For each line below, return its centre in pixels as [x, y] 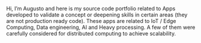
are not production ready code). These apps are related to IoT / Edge [91, 21]
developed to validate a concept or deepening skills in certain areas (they [97, 15]
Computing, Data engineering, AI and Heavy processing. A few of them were [101, 27]
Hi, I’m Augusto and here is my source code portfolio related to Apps [91, 9]
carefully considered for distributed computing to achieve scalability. [91, 34]
